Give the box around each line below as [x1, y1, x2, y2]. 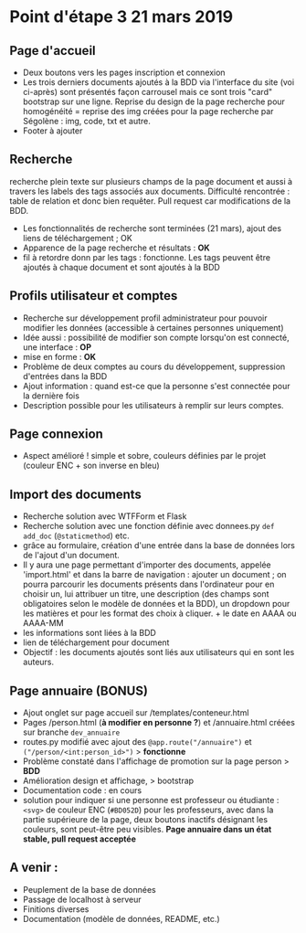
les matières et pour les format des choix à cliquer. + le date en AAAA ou [22, 608, 297, 619]
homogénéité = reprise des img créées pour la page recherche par [22, 106, 274, 116]
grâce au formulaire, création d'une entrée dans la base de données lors [22, 540, 295, 551]
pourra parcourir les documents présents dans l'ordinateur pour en [22, 578, 275, 590]
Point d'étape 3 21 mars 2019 [9, 6, 234, 27]
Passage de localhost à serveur [22, 894, 142, 905]
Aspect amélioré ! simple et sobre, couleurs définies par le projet [22, 451, 267, 461]
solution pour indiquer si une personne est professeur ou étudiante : [22, 795, 280, 806]
